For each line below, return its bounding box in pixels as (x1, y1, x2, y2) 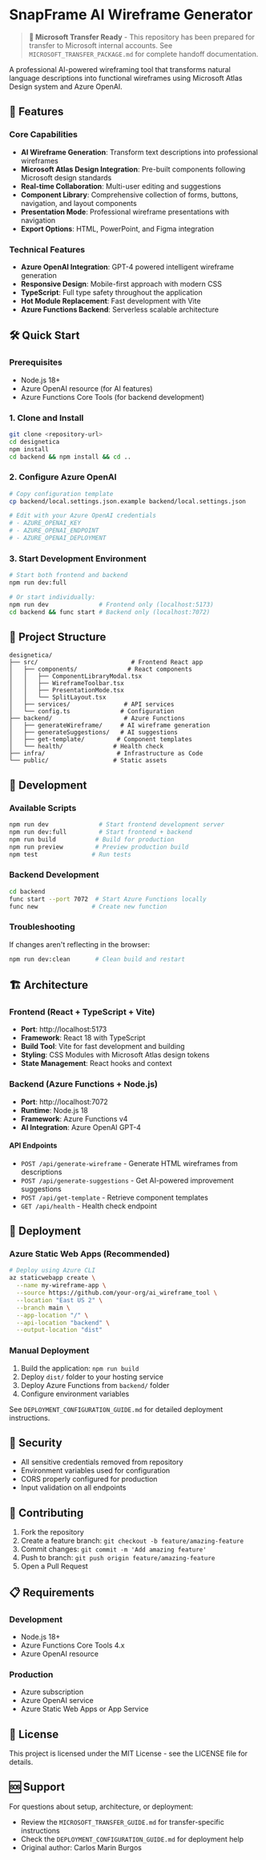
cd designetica (9, 438, 60, 446)
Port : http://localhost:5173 (20, 1024, 107, 1035)
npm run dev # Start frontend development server (9, 821, 225, 829)
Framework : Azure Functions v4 (20, 1114, 128, 1124)
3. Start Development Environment (9, 553, 147, 564)
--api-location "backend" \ (16, 1318, 111, 1327)
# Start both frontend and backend (9, 571, 128, 579)
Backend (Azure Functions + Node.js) (9, 1079, 159, 1090)
